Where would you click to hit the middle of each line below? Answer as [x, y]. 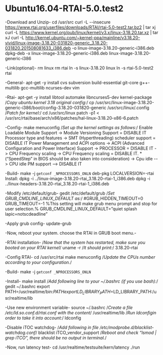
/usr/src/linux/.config [128, 108]
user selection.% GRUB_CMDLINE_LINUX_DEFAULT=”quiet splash [71, 209]
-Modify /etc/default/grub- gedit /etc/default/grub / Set [60, 193]
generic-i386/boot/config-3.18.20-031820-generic [56, 108]
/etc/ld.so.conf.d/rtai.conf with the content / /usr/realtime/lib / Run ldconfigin [81, 312]
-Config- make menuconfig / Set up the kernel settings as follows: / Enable [79, 127]
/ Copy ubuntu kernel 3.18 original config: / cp [50, 102]
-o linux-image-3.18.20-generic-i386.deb [113, 48]
